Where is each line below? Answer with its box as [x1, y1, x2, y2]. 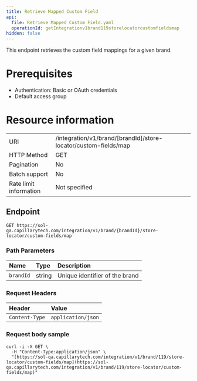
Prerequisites [6, 67, 73, 81]
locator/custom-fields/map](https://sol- [6, 359, 109, 365]
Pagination [9, 161, 39, 168]
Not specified [55, 183, 93, 191]
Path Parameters [6, 246, 55, 255]
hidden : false [6, 31, 41, 36]
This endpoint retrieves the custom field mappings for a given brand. [6, 46, 172, 54]
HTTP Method [9, 151, 48, 159]
